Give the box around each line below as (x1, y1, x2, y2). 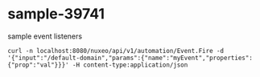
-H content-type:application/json (72, 61, 188, 69)
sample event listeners (7, 31, 82, 41)
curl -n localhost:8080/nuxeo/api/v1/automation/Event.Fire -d (7, 47, 225, 55)
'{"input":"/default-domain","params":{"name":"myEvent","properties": (7, 54, 253, 62)
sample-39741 (7, 5, 105, 23)
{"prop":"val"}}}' (7, 61, 69, 69)
